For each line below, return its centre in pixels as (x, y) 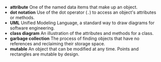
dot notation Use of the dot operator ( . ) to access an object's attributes (83, 12)
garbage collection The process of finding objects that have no (75, 38)
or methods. (22, 17)
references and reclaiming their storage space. (57, 44)
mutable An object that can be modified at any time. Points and (74, 49)
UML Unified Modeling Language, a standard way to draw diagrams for (82, 23)
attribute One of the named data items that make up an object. (74, 7)
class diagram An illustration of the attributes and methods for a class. (82, 33)
